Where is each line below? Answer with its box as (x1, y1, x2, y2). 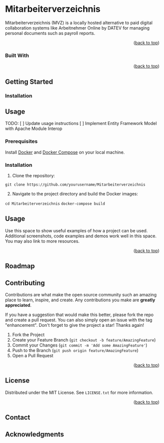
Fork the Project (12, 331, 45, 338)
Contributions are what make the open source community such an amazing (5, 291, 157, 297)
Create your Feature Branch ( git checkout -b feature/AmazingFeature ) (12, 337, 156, 343)
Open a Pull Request (12, 352, 54, 358)
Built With (5, 52, 29, 59)
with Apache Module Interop (5, 126, 63, 131)
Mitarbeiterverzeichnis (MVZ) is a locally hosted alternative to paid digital (5, 20, 153, 26)
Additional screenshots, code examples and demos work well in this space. (5, 233, 157, 239)
